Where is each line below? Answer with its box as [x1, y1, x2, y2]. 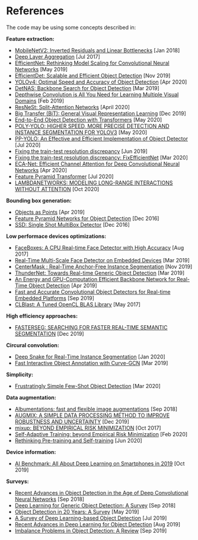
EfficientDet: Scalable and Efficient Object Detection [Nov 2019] [14, 72, 171, 79]
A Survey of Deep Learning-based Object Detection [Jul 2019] [14, 514, 167, 522]
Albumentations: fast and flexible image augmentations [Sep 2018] [14, 405, 178, 412]
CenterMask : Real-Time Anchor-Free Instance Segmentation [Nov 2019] [14, 263, 193, 270]
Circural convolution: [6, 341, 59, 348]
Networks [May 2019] [14, 65, 68, 72]
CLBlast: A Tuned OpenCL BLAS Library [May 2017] [14, 301, 141, 308]
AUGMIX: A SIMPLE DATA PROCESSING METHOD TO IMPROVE [14, 411, 170, 419]
